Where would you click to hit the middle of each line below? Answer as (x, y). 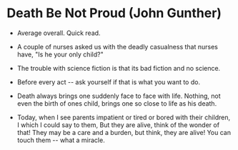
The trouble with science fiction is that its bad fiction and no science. (119, 68)
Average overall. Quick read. (59, 33)
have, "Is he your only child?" (60, 54)
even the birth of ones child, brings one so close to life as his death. (117, 103)
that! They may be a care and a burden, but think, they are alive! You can (124, 132)
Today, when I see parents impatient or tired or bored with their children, (123, 117)
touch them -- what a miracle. (61, 140)
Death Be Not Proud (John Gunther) (114, 13)
